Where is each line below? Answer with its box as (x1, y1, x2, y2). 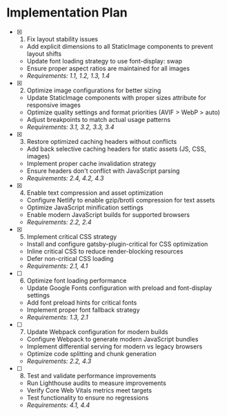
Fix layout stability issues (26, 34, 98, 43)
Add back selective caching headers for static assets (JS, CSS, (26, 145, 206, 153)
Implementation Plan (6, 5, 128, 21)
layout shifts (26, 50, 62, 58)
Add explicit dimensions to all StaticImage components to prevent (26, 42, 213, 50)
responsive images (26, 101, 81, 109)
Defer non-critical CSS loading (26, 254, 115, 262)
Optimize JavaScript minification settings (26, 203, 144, 211)
